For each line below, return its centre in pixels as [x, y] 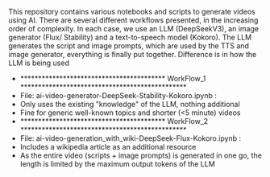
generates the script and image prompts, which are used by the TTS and [129, 46]
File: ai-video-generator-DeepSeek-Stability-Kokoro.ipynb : [118, 95]
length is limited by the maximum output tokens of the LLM [117, 164]
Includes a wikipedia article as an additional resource [108, 147]
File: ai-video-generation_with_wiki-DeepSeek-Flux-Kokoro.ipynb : [131, 138]
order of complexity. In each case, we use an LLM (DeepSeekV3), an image [134, 29]
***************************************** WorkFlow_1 [113, 78]
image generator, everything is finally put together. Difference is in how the [133, 54]
